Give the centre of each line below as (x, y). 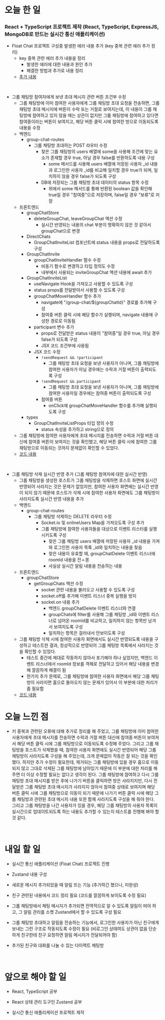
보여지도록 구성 (68, 627)
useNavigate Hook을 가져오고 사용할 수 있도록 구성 (83, 284)
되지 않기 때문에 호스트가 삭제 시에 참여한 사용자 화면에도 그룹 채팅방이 (92, 493)
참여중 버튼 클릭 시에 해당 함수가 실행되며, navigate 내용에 (97, 315)
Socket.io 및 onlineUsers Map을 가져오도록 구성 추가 (93, 523)
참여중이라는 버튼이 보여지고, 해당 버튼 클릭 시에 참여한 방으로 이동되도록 (89, 122)
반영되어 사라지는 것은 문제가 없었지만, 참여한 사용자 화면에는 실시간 (84, 487)
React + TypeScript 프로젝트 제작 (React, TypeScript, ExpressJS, (82, 27)
